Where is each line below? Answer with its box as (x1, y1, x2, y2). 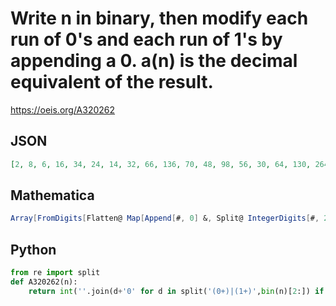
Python (10, 241, 57, 258)
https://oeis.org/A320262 (10, 103, 116, 116)
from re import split (10, 268, 101, 278)
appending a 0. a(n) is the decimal (10, 50, 298, 72)
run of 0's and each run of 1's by (10, 28, 283, 51)
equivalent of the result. (10, 71, 214, 94)
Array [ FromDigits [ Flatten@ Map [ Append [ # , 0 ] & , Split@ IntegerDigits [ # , (10, 213, 320, 224)
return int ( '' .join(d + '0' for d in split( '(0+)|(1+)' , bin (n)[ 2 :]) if (28, 286, 325, 296)
